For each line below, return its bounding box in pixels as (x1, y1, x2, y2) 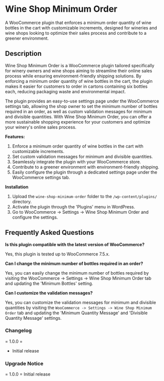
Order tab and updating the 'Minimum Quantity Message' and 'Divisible (5, 310, 148, 316)
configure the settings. (12, 214, 58, 220)
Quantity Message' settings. (5, 315, 62, 321)
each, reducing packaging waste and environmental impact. (5, 88, 126, 94)
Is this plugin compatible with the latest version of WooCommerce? (5, 241, 145, 247)
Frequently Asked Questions (5, 229, 94, 237)
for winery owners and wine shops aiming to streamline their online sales (5, 68, 153, 74)
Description (5, 50, 42, 58)
